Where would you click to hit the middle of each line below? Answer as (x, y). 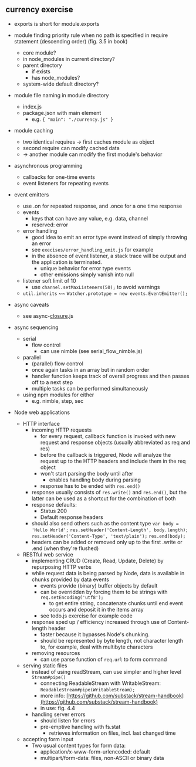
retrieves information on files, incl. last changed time (112, 733)
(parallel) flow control (57, 364)
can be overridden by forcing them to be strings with (104, 592)
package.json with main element (62, 113)
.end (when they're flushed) (65, 548)
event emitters (31, 194)
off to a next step (52, 382)
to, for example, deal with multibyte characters (97, 647)
